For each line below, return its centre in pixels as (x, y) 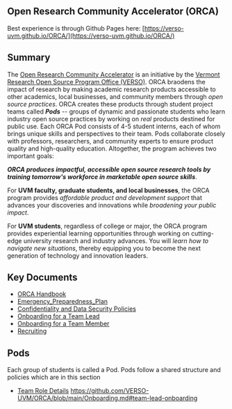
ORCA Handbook (42, 294)
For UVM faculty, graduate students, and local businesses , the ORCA (108, 190)
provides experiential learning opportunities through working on (98, 233)
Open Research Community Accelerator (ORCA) (113, 11)
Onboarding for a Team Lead (58, 316)
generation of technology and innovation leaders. (78, 255)
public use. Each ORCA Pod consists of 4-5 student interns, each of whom (114, 126)
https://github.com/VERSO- (110, 391)
